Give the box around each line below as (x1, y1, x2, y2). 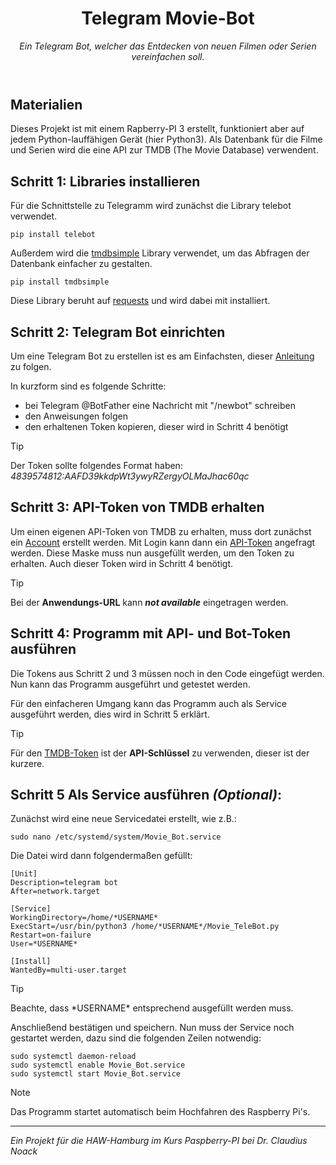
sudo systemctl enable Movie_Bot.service (10, 1060, 186, 1071)
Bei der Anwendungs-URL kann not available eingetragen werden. (10, 596, 289, 608)
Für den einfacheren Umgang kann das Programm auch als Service (10, 697, 287, 709)
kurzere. (10, 757, 45, 769)
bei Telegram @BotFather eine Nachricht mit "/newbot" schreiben (24, 399, 296, 411)
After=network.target (10, 887, 101, 897)
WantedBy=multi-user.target (10, 965, 128, 976)
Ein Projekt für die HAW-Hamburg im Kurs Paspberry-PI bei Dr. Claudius (10, 1135, 308, 1147)
